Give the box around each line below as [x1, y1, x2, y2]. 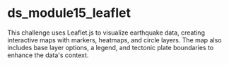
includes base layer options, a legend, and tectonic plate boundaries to [7, 43, 214, 52]
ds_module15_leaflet [7, 5, 131, 21]
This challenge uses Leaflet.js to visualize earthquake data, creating [7, 28, 205, 37]
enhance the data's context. [7, 51, 89, 59]
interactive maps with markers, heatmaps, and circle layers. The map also [7, 35, 222, 44]
